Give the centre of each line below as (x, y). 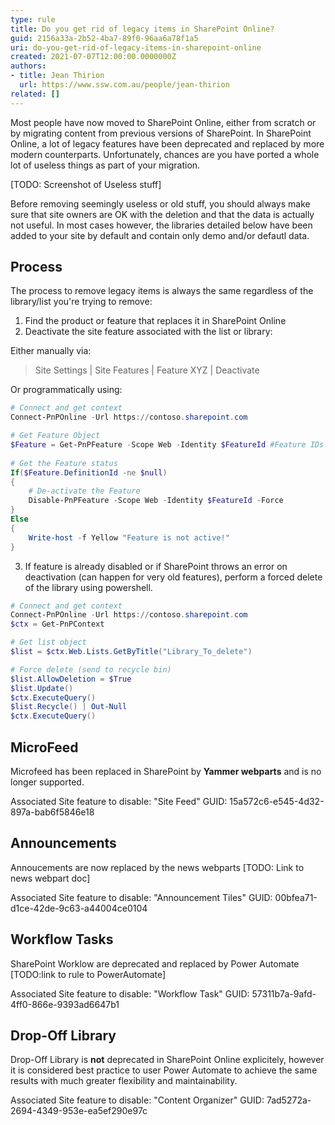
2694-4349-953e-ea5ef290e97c (79, 1111)
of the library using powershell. (88, 587)
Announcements (63, 843)
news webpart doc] (50, 878)
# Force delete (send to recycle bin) (91, 669)
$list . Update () (42, 688)
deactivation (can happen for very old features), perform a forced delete (173, 577)
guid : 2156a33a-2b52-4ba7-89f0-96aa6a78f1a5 (104, 38)
